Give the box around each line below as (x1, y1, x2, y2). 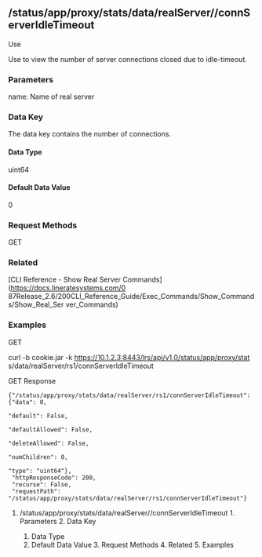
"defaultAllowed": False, (8, 425, 93, 434)
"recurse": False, (11, 480, 72, 489)
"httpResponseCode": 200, (11, 474, 96, 482)
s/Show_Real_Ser (8, 300, 64, 309)
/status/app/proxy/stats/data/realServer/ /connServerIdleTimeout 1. (19, 508, 235, 517)
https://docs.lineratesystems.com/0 (10, 283, 126, 293)
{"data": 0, (8, 398, 47, 406)
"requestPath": (11, 487, 61, 495)
